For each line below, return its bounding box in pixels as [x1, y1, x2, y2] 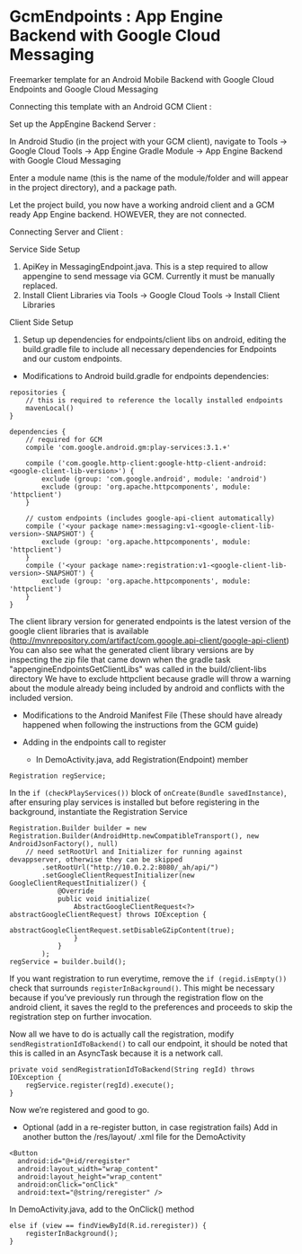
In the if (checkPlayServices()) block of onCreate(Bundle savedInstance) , [9, 787, 287, 798]
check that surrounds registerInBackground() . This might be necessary [9, 982, 276, 993]
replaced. [22, 280, 58, 291]
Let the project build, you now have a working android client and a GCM [9, 199, 275, 210]
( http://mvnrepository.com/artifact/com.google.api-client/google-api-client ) [9, 635, 289, 646]
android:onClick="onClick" [17, 1179, 119, 1189]
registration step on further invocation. [9, 1011, 153, 1021]
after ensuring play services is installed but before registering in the [9, 797, 260, 808]
